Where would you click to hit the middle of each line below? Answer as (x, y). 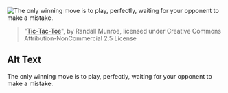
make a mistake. (30, 83)
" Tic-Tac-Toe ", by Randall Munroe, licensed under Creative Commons (123, 31)
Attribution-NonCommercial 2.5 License (80, 38)
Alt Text (24, 60)
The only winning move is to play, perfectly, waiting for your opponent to (110, 76)
